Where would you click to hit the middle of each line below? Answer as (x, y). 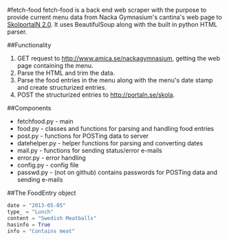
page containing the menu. (55, 65)
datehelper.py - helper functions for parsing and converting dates (110, 143)
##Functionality (29, 45)
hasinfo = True (29, 225)
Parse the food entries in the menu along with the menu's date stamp (115, 80)
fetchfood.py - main (45, 121)
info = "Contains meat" (41, 231)
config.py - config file (48, 165)
